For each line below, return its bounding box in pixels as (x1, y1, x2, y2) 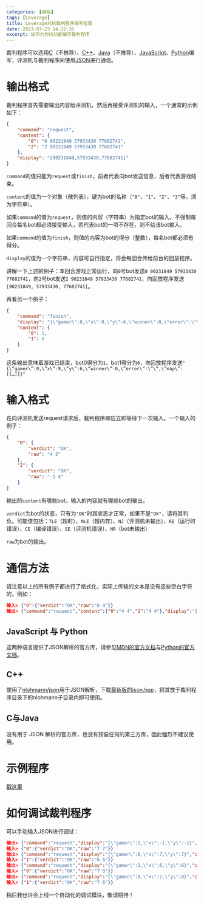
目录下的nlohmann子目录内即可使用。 (11, 694, 106, 701)
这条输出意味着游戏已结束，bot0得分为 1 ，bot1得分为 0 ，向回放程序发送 (6, 359, 183, 367)
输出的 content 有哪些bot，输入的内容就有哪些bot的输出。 (6, 497, 149, 504)
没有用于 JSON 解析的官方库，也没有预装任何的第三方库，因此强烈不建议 (6, 730, 189, 737)
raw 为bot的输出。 (6, 537, 50, 545)
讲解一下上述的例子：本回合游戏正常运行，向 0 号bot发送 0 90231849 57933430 (6, 267, 197, 275)
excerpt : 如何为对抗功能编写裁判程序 (6, 32, 90, 38)
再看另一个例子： (6, 295, 49, 303)
